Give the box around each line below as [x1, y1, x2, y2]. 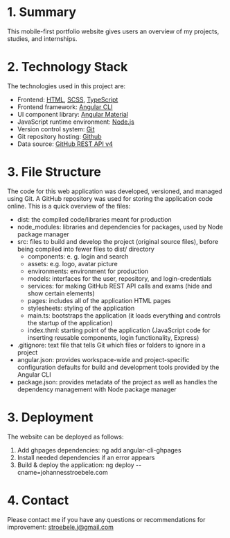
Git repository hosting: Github [17, 132, 102, 140]
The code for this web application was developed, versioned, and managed [7, 187, 222, 195]
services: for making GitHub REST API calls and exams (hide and [27, 282, 213, 290]
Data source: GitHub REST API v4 [17, 140, 113, 148]
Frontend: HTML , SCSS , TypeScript [17, 95, 118, 104]
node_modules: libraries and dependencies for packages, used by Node [17, 222, 224, 231]
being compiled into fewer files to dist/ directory [17, 245, 154, 253]
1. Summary [7, 4, 77, 20]
